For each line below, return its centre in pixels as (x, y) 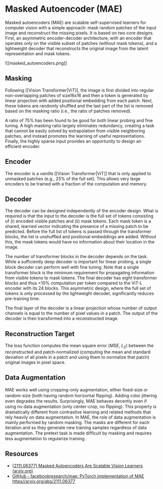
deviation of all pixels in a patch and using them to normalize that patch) (77, 357)
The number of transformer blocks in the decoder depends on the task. (77, 257)
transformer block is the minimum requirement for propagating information (80, 273)
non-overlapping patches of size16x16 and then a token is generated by (77, 95)
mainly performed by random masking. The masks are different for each (77, 422)
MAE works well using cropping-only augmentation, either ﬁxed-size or (77, 389)
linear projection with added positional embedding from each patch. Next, (79, 101)
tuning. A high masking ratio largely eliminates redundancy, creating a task (80, 125)
